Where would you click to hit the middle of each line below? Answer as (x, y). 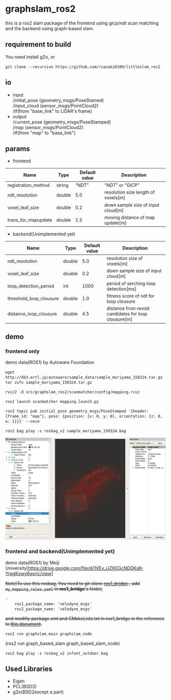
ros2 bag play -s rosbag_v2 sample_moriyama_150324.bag (66, 431)
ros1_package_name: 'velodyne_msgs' (53, 604)
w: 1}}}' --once (22, 422)
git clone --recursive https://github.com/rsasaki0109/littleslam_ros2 (83, 67)
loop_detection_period (31, 286)
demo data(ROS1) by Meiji (32, 563)
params (18, 149)
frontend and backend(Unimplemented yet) (60, 551)
